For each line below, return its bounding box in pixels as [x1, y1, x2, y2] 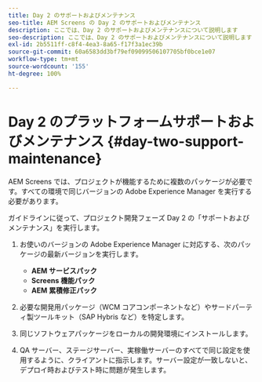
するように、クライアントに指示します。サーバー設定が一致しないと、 [26, 355, 253, 365]
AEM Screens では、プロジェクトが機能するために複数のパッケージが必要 [8, 176, 246, 186]
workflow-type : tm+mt [8, 56, 79, 64]
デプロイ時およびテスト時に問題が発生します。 [19, 365, 171, 374]
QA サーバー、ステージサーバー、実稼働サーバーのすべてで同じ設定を [19, 345, 244, 355]
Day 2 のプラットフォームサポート [8, 113, 227, 130]
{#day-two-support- [107, 133, 245, 150]
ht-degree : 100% [8, 70, 61, 78]
